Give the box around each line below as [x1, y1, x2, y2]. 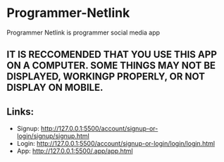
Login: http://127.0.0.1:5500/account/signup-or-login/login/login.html [16, 139, 216, 148]
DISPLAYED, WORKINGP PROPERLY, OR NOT [6, 70, 206, 82]
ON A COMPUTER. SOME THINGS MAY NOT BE [6, 60, 216, 72]
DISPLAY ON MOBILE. [6, 82, 104, 94]
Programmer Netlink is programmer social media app [6, 28, 160, 37]
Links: [6, 106, 35, 118]
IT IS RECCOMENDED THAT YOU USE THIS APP [6, 49, 218, 61]
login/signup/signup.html [16, 132, 89, 140]
